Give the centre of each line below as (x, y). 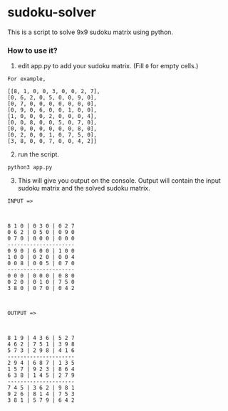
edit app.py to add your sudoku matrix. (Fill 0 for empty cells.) (108, 66)
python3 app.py (30, 168)
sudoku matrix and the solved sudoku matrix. (84, 188)
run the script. (38, 154)
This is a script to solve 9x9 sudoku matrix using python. (90, 32)
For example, (27, 79)
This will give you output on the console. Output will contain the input (119, 181)
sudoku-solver (52, 12)
